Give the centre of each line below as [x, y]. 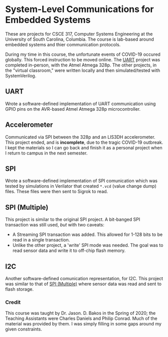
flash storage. [20, 289]
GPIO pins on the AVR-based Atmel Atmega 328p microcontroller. [73, 109]
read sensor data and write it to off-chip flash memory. [69, 250]
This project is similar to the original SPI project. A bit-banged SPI [73, 219]
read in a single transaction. [41, 240]
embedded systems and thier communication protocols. [63, 44]
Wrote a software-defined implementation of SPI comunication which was [81, 181]
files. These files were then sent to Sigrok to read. [57, 192]
